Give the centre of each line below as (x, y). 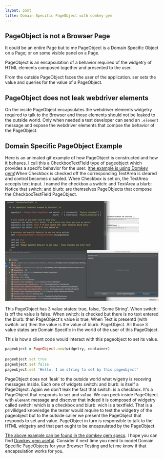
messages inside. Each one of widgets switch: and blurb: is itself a (72, 384)
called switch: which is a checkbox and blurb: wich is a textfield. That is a (79, 405)
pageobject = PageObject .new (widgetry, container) (58, 349)
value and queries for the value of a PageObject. (54, 82)
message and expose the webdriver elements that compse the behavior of (80, 126)
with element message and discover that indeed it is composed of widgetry (80, 400)
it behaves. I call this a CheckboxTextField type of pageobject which (73, 163)
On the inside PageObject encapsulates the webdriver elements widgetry (79, 110)
